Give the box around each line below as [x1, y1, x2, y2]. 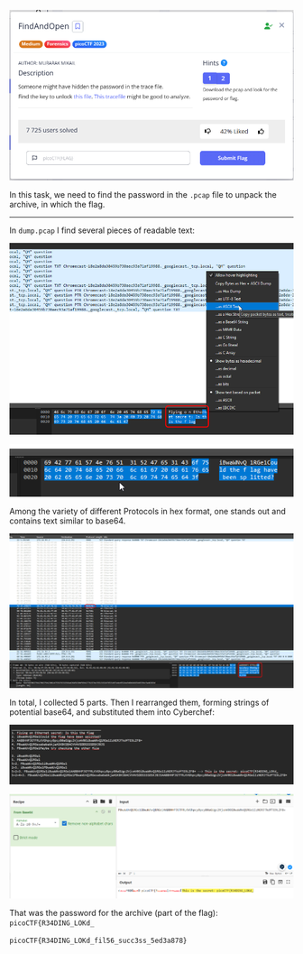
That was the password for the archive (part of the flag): [9, 908, 218, 919]
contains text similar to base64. [9, 515, 126, 526]
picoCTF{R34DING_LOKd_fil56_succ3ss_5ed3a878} [9, 936, 188, 946]
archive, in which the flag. [9, 199, 106, 209]
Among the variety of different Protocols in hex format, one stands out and [9, 506, 287, 517]
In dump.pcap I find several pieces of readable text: [9, 225, 196, 236]
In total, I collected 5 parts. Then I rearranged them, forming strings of [9, 697, 270, 708]
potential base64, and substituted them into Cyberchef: [9, 706, 215, 718]
